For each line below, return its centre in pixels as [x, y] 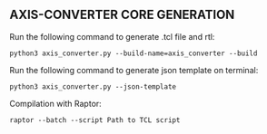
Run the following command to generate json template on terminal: [134, 70]
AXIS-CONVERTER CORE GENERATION [122, 15]
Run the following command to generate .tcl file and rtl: [112, 36]
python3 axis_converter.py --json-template [93, 86]
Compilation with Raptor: [55, 103]
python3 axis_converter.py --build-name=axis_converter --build [133, 53]
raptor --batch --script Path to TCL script [95, 120]
